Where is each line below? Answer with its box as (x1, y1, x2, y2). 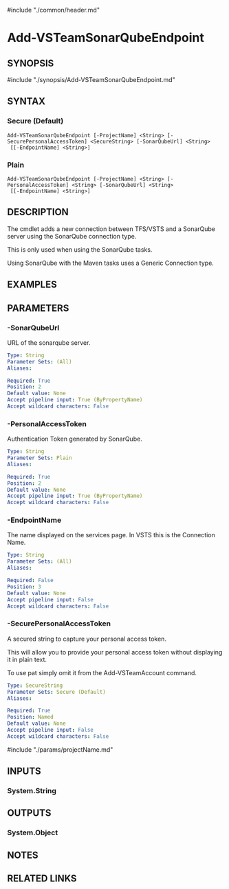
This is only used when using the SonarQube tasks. (7, 245, 153, 254)
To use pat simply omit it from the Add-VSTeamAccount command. (7, 668, 197, 677)
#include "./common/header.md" (7, 6, 100, 14)
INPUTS (7, 766, 41, 777)
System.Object (7, 828, 58, 837)
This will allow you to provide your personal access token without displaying (7, 648, 223, 656)
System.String (7, 786, 57, 796)
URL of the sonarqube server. (7, 338, 91, 347)
